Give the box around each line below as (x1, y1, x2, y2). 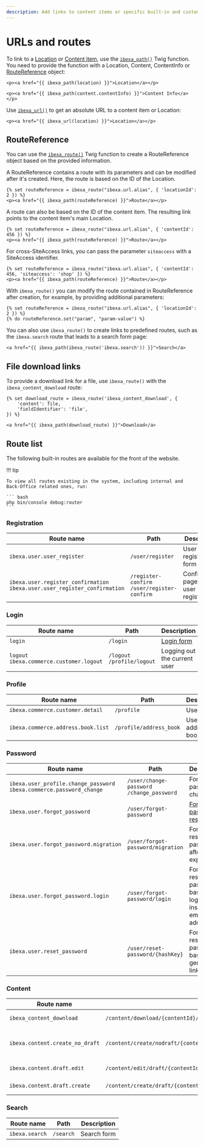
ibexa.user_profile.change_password (9, 781, 115, 787)
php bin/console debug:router (6, 500, 83, 506)
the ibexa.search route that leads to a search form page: (6, 333, 148, 341)
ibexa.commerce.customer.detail (9, 707, 103, 713)
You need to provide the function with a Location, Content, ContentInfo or (6, 61, 190, 69)
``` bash (6, 494, 29, 500)
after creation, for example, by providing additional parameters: (6, 294, 165, 301)
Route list (6, 438, 43, 449)
